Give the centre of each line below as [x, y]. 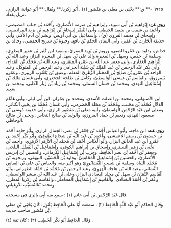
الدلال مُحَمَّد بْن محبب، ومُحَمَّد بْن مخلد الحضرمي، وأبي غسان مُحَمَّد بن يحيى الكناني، [85, 104]
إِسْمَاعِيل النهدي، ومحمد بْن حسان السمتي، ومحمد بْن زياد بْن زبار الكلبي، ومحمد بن [84, 83]
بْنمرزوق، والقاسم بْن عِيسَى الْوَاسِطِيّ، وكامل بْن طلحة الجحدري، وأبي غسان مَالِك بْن [86, 78]
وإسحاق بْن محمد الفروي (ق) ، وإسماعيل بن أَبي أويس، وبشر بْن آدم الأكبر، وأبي [81, 35]
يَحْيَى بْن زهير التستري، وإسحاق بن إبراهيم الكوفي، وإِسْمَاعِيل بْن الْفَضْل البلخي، [80, 147]
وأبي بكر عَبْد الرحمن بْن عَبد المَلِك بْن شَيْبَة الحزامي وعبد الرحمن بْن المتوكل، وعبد [83, 67]
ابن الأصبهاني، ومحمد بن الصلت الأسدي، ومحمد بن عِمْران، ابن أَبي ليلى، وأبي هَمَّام [83, 99]
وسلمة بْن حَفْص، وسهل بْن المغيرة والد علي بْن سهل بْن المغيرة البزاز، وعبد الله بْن [83, 56]
